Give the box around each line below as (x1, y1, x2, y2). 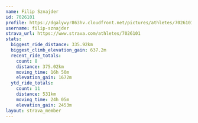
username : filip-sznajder (5, 25, 69, 31)
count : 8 (16, 58, 38, 64)
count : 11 (16, 86, 41, 92)
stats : (5, 36, 22, 42)
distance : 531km (16, 91, 57, 97)
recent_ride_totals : (11, 53, 61, 59)
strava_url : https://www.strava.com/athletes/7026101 (5, 31, 141, 37)
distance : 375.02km (16, 63, 64, 70)
